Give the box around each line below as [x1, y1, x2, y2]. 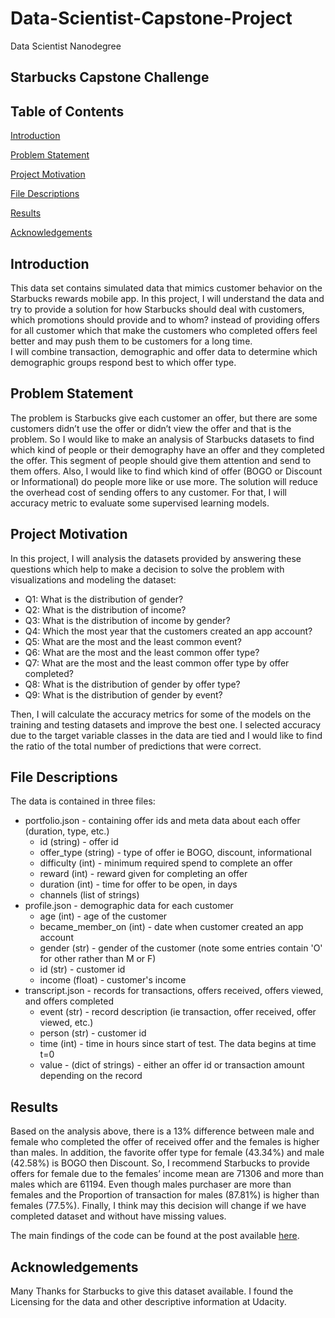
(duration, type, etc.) [24, 825, 110, 837]
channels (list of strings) [39, 889, 140, 901]
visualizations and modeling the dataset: [10, 573, 177, 586]
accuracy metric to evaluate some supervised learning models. [10, 497, 270, 509]
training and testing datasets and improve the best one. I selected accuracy [10, 718, 322, 731]
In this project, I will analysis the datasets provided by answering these [10, 552, 302, 564]
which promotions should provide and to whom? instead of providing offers [10, 313, 320, 326]
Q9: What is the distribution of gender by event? [24, 688, 223, 701]
